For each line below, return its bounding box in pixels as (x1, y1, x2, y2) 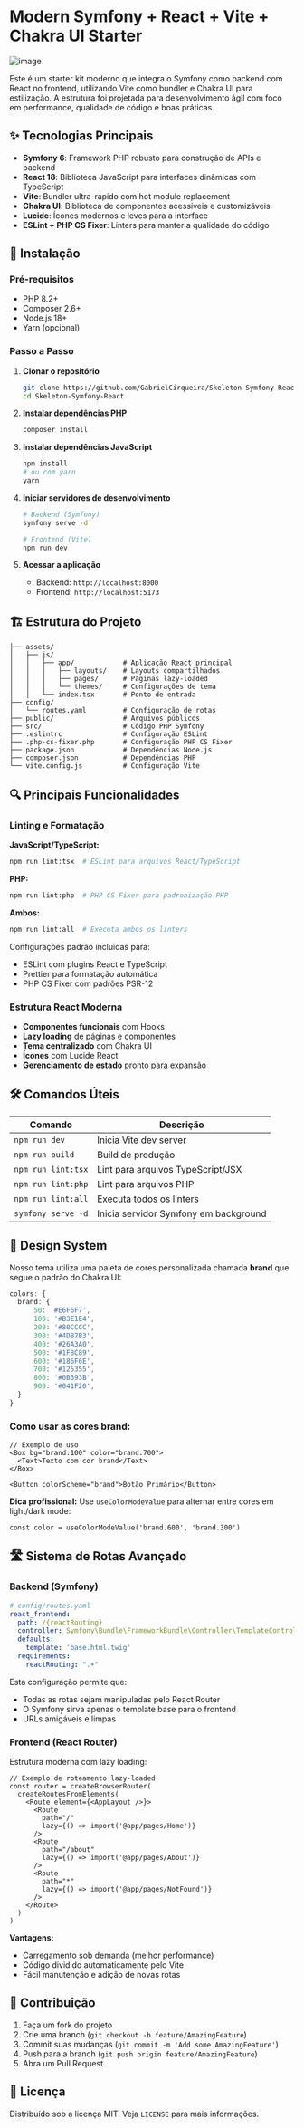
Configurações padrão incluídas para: (9, 941, 151, 952)
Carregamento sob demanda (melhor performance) (22, 1950, 214, 1961)
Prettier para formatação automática (22, 968, 158, 979)
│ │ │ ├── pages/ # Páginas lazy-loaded (9, 675, 208, 684)
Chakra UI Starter (9, 25, 143, 46)
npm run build (14, 1149, 75, 1160)
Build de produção (96, 1148, 176, 1161)
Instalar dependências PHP (22, 407, 128, 418)
